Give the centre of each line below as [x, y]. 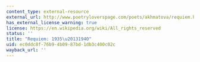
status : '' [20, 34]
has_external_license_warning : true [51, 22]
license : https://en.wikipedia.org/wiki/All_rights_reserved [84, 28]
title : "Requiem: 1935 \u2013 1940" [49, 39]
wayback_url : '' [26, 50]
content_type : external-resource [48, 12]
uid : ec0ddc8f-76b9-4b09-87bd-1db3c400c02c [61, 45]
